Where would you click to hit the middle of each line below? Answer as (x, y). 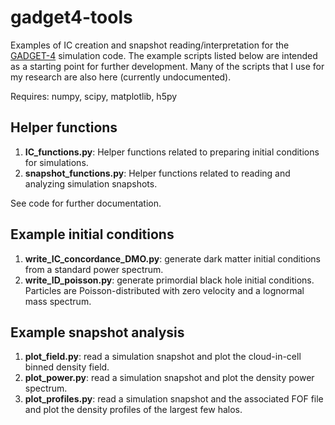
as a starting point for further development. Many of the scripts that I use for (167, 66)
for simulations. (56, 162)
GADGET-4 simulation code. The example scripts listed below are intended (164, 55)
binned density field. (67, 367)
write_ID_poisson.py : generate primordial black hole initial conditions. (169, 280)
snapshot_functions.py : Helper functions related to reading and (157, 173)
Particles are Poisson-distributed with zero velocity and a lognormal (164, 290)
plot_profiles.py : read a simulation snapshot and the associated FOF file (174, 399)
